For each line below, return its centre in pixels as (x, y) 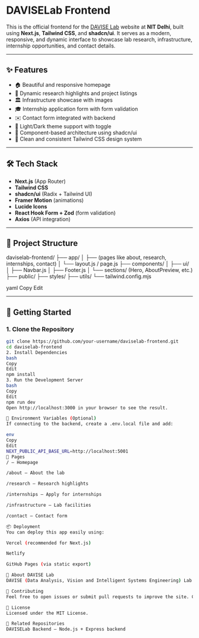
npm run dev (21, 402)
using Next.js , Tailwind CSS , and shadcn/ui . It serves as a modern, (89, 33)
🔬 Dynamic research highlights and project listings (76, 93)
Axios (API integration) (43, 219)
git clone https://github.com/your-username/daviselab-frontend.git (92, 342)
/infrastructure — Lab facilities (49, 506)
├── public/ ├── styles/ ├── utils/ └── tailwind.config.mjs (79, 276)
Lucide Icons (31, 206)
